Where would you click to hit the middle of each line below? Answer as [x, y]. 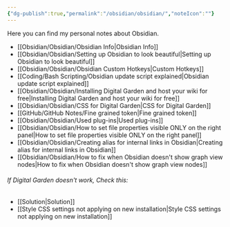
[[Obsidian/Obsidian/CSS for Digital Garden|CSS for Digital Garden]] [114, 105]
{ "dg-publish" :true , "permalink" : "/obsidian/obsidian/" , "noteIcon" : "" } [111, 13]
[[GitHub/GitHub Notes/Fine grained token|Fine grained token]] [107, 113]
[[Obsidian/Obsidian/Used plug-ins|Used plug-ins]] [90, 120]
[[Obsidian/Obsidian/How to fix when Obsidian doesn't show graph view [120, 157]
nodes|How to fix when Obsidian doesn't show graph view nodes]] [112, 164]
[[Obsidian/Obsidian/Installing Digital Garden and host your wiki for [112, 91]
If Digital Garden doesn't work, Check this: [68, 180]
